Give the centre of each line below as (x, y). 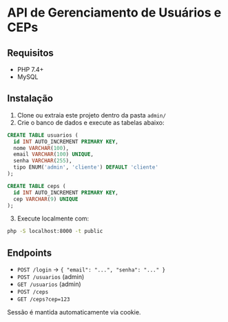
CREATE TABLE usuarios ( (43, 135)
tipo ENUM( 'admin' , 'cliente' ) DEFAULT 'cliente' (86, 167)
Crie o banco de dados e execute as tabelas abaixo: (91, 122)
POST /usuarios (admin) (51, 277)
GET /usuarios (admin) (49, 284)
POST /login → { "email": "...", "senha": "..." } (91, 269)
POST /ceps (33, 292)
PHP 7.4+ (30, 69)
